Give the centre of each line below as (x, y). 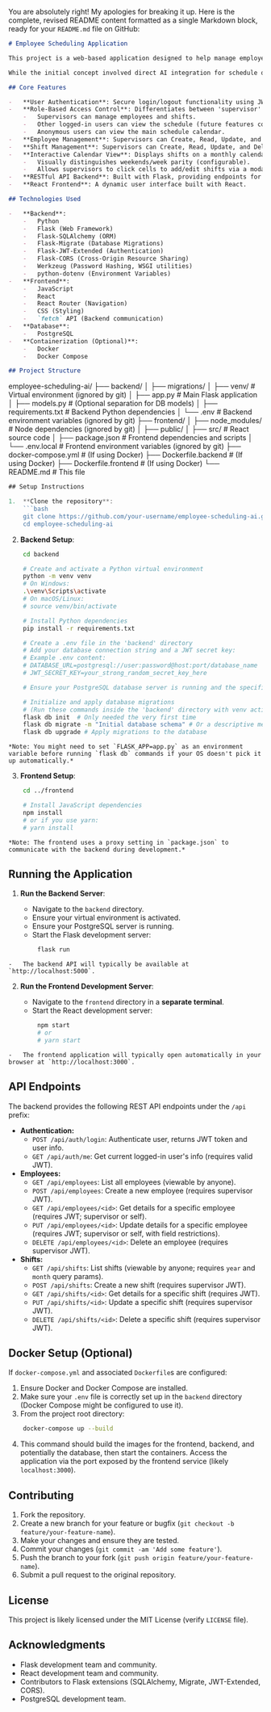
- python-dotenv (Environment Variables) (97, 274)
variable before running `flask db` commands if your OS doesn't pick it (135, 754)
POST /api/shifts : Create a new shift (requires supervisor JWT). (139, 1285)
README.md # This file (47, 472)
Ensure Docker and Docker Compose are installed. (104, 1388)
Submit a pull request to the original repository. (98, 1575)
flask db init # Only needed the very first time (110, 717)
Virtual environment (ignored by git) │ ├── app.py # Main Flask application (133, 395)
